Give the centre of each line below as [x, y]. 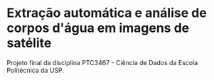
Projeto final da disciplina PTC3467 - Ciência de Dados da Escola [102, 62]
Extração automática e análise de [107, 13]
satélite [29, 43]
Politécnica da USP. [36, 70]
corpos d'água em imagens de [98, 28]
